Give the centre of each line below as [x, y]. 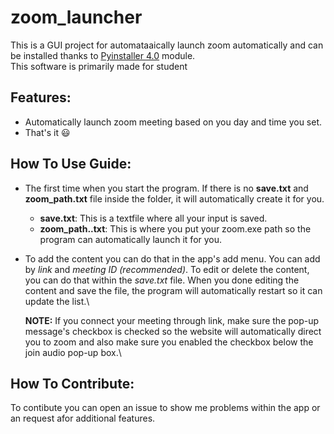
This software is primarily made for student [99, 66]
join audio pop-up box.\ [73, 352]
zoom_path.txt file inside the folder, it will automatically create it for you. [174, 198]
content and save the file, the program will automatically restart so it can [173, 290]
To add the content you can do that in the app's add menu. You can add [172, 258]
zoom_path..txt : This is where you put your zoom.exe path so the [175, 228]
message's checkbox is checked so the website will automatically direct [173, 331]
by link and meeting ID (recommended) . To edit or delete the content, [167, 269]
